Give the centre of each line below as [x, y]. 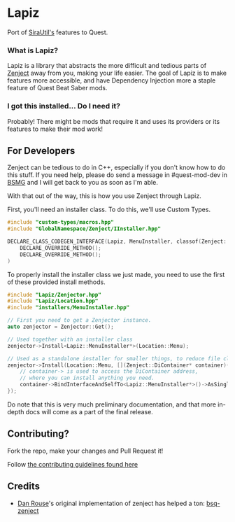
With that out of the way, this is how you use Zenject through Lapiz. [104, 196]
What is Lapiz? [33, 50]
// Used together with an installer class [70, 339]
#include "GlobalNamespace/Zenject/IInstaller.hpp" [84, 229]
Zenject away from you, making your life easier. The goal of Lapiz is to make [117, 73]
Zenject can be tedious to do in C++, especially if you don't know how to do [116, 168]
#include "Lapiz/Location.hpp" [53, 301]
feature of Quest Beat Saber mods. [57, 88]
